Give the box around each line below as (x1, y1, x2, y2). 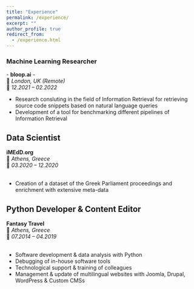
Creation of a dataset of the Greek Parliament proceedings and (15, 180, 173, 187)
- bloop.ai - (6, 71, 35, 78)
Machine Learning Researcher (6, 57, 97, 66)
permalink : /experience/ (6, 15, 69, 21)
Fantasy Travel (6, 220, 44, 227)
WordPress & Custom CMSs (15, 277, 85, 284)
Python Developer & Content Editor (6, 204, 141, 214)
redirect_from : (6, 32, 45, 38)
